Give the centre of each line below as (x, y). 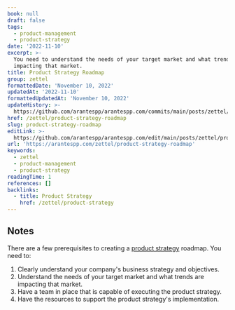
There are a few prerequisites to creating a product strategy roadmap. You (114, 248)
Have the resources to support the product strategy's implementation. (118, 299)
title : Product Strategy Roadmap (56, 72)
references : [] (29, 183)
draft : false (26, 20)
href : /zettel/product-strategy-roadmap (67, 118)
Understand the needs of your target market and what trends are (111, 276)
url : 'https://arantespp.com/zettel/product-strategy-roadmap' (101, 144)
